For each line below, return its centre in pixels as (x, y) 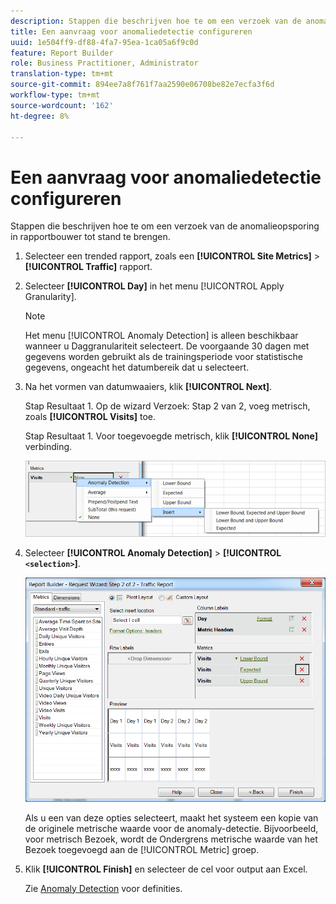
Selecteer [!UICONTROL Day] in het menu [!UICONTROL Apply (154, 286)
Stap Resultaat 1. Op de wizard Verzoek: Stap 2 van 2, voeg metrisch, (167, 406)
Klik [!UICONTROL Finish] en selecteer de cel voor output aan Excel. (166, 869)
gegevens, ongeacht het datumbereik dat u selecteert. (137, 367)
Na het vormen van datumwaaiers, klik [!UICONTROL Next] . (148, 387)
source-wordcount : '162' (62, 105)
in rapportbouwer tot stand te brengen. (90, 237)
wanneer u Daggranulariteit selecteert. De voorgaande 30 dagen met (167, 346)
